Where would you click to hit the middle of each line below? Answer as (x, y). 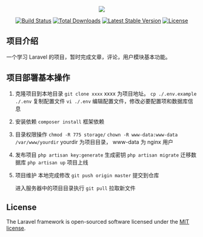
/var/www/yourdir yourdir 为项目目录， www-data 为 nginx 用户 (94, 141)
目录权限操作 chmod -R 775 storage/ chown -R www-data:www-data (96, 134)
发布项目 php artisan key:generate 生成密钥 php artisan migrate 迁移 (103, 155)
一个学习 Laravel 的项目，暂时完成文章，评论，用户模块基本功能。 (88, 57)
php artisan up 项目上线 (58, 162)
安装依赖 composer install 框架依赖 (60, 122)
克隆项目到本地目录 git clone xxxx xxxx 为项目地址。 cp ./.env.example (106, 93)
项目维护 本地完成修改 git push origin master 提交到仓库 (87, 175)
